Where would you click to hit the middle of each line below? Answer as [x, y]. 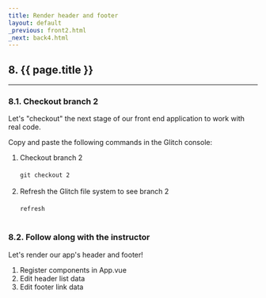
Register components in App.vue [73, 269]
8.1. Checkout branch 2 [53, 101]
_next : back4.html [38, 38]
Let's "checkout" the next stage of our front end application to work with [127, 119]
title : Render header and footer [63, 15]
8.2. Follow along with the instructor [79, 237]
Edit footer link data [51, 287]
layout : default [35, 23]
